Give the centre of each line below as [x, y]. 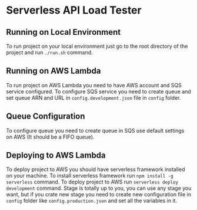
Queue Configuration [46, 117]
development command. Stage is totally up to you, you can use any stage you [99, 188]
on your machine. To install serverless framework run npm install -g [90, 176]
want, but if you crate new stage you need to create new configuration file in [98, 195]
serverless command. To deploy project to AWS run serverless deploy [92, 182]
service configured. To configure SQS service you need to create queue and [98, 91]
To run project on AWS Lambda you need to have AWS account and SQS [94, 85]
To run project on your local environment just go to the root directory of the [97, 46]
